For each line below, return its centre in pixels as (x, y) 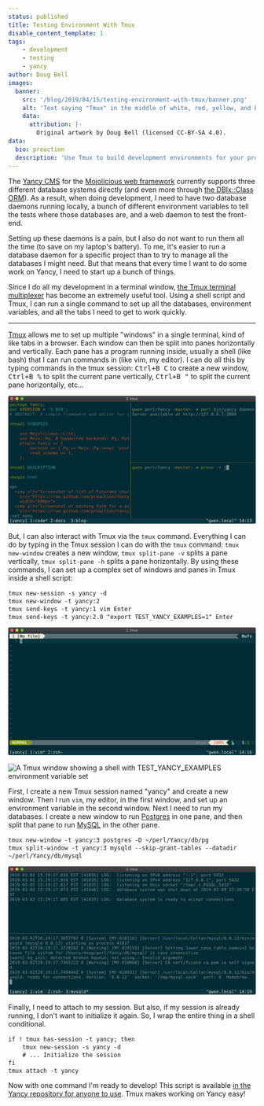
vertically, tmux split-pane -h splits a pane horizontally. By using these (123, 561)
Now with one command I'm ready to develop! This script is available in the (130, 1085)
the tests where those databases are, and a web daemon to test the (117, 214)
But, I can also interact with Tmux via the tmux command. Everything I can (127, 536)
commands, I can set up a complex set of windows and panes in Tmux (122, 570)
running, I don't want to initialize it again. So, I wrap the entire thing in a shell (132, 1016)
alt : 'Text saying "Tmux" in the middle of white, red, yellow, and (137, 108)
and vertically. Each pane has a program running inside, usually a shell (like (130, 351)
